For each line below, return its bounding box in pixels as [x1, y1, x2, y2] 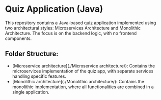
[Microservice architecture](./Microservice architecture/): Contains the [12, 63, 155, 68]
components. [5, 35, 32, 41]
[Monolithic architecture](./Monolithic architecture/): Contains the [12, 78, 145, 84]
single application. [12, 89, 50, 95]
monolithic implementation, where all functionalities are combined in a [12, 84, 154, 90]
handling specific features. [12, 73, 66, 79]
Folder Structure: [5, 50, 59, 58]
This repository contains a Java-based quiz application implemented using [5, 20, 156, 26]
